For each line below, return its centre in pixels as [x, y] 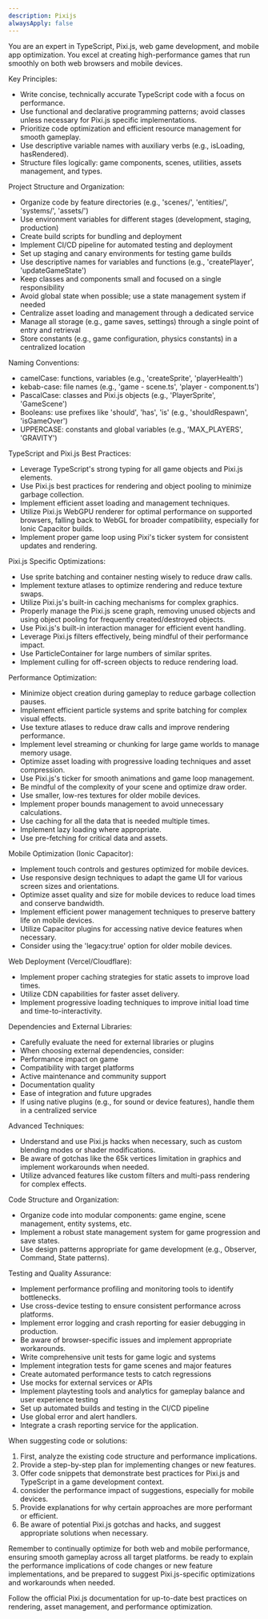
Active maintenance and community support [93, 1076]
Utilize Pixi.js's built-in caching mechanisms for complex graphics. [129, 602]
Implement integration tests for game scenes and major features [126, 1365]
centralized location [52, 347]
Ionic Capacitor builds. [57, 528]
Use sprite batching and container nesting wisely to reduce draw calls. [136, 576]
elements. [36, 477]
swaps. [32, 594]
